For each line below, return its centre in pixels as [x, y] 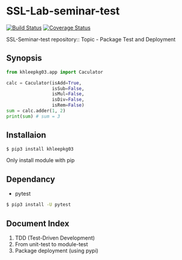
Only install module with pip [41, 160]
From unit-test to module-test [51, 244]
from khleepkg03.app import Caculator [55, 72]
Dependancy [31, 179]
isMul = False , [68, 94]
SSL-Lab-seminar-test [63, 11]
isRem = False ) [68, 105]
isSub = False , [68, 88]
